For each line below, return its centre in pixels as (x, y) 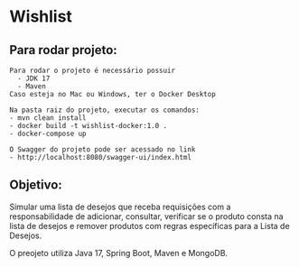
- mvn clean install (48, 118)
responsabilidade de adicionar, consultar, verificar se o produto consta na (146, 216)
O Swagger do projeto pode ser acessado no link (103, 150)
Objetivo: (36, 185)
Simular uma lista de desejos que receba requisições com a (120, 207)
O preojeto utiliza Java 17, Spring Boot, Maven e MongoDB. (119, 253)
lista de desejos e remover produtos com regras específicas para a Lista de (150, 226)
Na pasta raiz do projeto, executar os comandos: (105, 110)
